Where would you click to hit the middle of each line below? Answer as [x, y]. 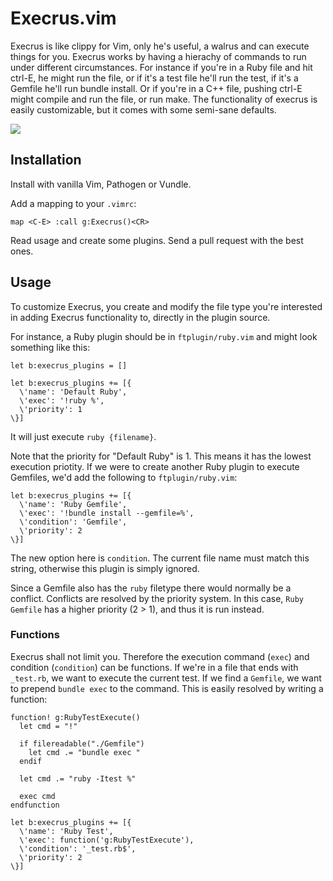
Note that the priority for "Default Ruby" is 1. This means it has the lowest [161, 456]
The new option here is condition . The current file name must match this [160, 558]
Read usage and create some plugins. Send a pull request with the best [157, 240]
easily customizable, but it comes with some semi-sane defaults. [143, 109]
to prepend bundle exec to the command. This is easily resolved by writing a [167, 688]
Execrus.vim [63, 18]
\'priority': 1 [51, 409]
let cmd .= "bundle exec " [84, 752]
